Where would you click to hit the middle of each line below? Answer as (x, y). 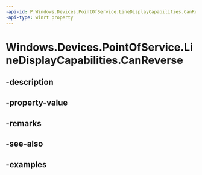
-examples (26, 164)
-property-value (37, 103)
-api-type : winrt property (39, 17)
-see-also (24, 144)
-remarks (24, 123)
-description (30, 82)
